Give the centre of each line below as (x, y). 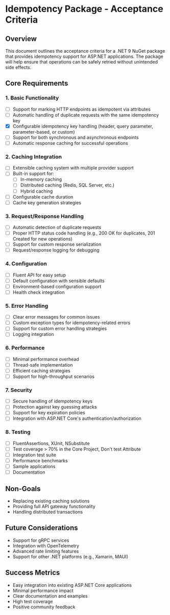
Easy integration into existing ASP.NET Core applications (72, 585)
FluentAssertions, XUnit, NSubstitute (51, 443)
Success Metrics (33, 573)
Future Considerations (42, 528)
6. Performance (25, 348)
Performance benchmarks (40, 460)
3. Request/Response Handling (45, 216)
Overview (21, 39)
